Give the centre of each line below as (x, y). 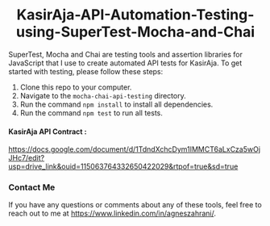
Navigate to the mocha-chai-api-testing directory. (103, 95)
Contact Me (32, 187)
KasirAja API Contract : (48, 132)
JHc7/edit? (27, 158)
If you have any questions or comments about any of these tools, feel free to (135, 205)
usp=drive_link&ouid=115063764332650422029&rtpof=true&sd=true (123, 166)
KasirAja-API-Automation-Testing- (135, 15)
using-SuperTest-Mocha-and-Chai (135, 32)
